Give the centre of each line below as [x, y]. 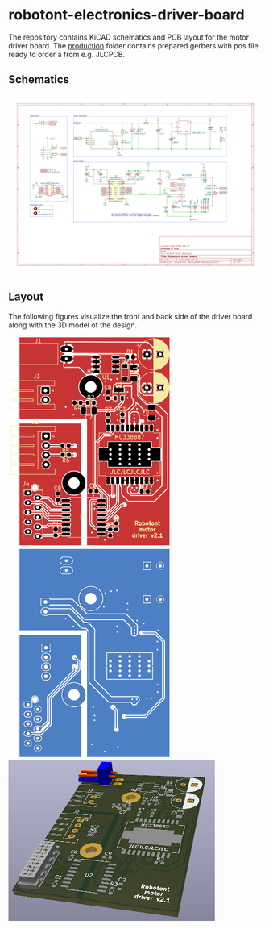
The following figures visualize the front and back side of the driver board [130, 316]
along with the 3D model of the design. [73, 325]
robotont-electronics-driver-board [126, 15]
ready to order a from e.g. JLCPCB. [67, 54]
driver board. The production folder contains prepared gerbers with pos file [134, 45]
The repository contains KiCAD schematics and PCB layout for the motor [129, 37]
